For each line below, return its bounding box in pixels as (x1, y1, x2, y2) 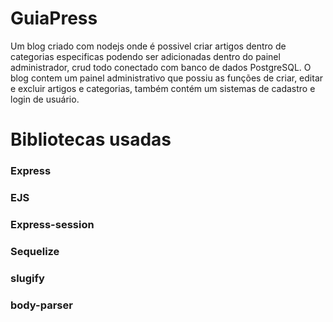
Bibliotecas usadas (10, 128, 172, 151)
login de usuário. (10, 93, 80, 105)
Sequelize (10, 244, 60, 258)
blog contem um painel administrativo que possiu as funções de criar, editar (10, 72, 324, 84)
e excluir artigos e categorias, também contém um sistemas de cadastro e (10, 82, 316, 94)
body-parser (10, 298, 73, 312)
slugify (10, 271, 45, 285)
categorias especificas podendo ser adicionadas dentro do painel (10, 50, 281, 62)
